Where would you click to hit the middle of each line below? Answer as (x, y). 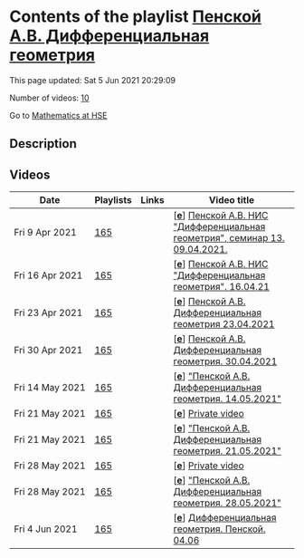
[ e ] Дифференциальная (225, 518)
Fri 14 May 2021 (50, 388)
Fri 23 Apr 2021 (48, 313)
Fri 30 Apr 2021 (48, 351)
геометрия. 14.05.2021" (228, 399)
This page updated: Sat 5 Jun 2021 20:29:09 (93, 80)
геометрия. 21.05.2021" (228, 451)
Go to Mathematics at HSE (58, 115)
